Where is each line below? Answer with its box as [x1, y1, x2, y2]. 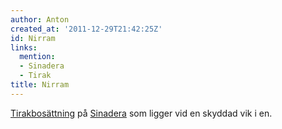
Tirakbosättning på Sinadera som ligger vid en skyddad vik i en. [10, 107, 273, 119]
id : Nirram [10, 33, 56, 43]
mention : [19, 52, 56, 62]
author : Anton [10, 14, 70, 25]
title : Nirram [10, 80, 70, 90]
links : [10, 42, 38, 53]
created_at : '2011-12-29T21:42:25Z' [10, 24, 163, 34]
